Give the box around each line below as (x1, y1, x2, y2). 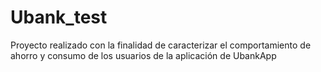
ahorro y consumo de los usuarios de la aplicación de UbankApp (10, 49, 277, 61)
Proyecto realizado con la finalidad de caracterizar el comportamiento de (10, 39, 312, 51)
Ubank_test (10, 6, 108, 29)
